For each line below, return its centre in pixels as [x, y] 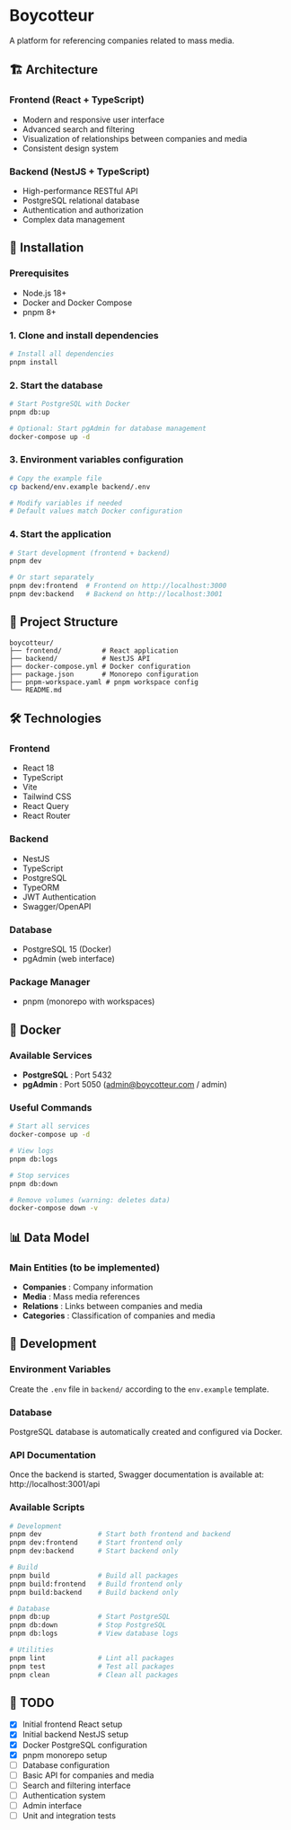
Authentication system [64, 1795]
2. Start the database [56, 385]
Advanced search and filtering [78, 129]
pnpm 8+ [39, 312]
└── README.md [36, 690]
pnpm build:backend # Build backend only [94, 1592]
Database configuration [66, 1764]
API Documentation [53, 1455]
